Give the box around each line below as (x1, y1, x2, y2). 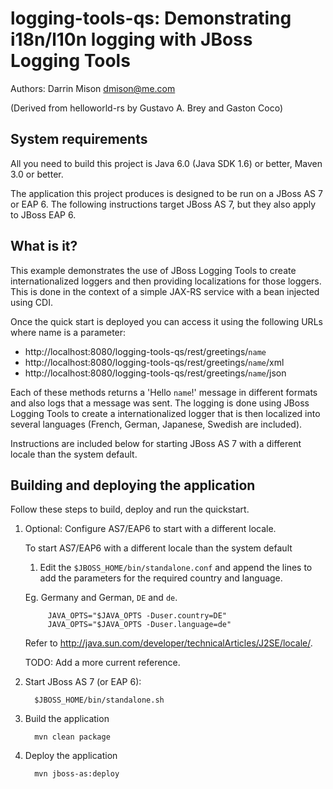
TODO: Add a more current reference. (24, 657, 181, 669)
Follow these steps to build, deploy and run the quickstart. (10, 503, 250, 516)
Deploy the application (24, 750, 118, 762)
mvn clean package (34, 732, 111, 742)
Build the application (24, 713, 110, 725)
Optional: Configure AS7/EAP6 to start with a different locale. (24, 523, 277, 535)
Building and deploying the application (10, 477, 256, 494)
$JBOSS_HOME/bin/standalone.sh (34, 695, 165, 706)
